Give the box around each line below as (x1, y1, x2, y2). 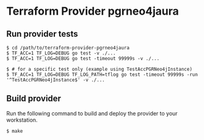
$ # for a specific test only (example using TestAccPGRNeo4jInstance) (6, 66, 192, 72)
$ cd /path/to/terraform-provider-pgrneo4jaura (6, 45, 130, 51)
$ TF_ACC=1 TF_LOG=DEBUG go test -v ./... (6, 50, 116, 56)
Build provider (6, 94, 61, 104)
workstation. (6, 116, 38, 123)
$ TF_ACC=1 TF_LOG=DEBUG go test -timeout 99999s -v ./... (6, 56, 160, 62)
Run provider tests (6, 29, 78, 39)
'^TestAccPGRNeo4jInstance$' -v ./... (6, 77, 105, 83)
